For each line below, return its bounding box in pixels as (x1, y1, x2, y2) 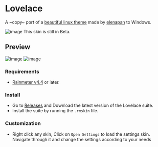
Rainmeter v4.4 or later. (12, 79, 60, 85)
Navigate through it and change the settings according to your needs (12, 136, 152, 142)
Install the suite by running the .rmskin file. (12, 108, 99, 114)
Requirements (5, 68, 40, 75)
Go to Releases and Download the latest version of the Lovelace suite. (12, 102, 154, 108)
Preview (5, 43, 31, 51)
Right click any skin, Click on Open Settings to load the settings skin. (12, 131, 150, 137)
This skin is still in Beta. (23, 28, 71, 34)
